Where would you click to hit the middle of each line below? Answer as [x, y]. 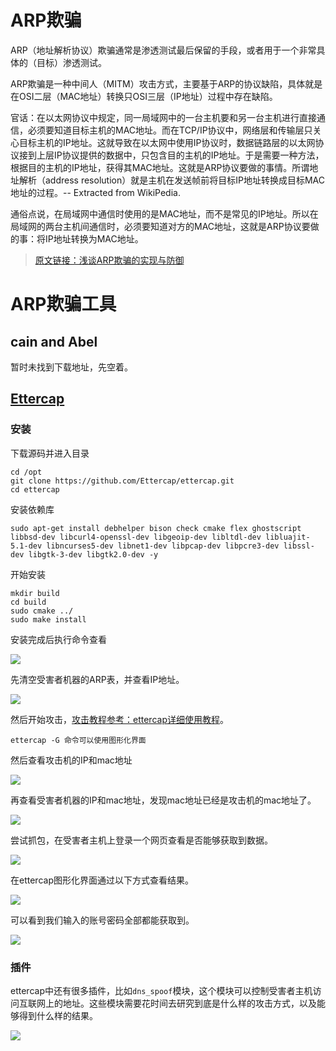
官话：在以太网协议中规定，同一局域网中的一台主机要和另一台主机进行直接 [163, 117]
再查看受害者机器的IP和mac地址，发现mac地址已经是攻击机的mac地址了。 [163, 800]
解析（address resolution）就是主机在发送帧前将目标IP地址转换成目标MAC [171, 180]
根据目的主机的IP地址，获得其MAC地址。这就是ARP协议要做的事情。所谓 [160, 167]
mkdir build [35, 593]
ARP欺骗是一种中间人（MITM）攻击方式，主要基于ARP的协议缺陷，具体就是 [166, 83]
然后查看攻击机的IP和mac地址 [71, 760]
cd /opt [26, 472]
